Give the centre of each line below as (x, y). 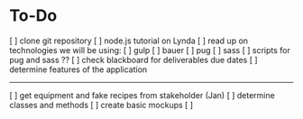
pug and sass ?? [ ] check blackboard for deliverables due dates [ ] (134, 59)
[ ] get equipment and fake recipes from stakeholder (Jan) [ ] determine (142, 95)
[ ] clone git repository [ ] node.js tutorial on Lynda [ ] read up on (129, 41)
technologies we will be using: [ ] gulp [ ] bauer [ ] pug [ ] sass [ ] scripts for (150, 50)
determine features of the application (78, 69)
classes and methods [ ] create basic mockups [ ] (101, 105)
